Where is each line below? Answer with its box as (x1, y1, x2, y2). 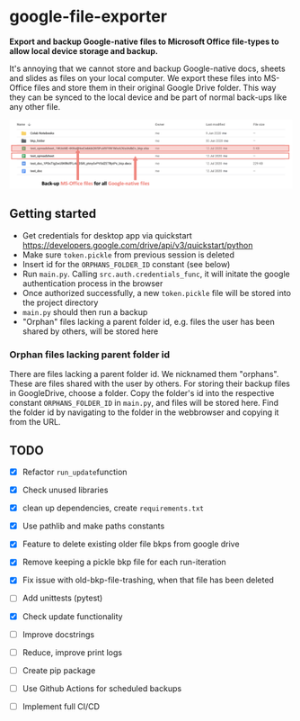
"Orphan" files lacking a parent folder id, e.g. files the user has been (22, 316, 276, 327)
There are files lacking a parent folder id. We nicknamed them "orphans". (9, 369, 279, 380)
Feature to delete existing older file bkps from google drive (22, 538, 240, 550)
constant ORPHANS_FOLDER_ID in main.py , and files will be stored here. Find (9, 398, 279, 409)
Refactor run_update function (22, 466, 128, 478)
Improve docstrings (22, 628, 95, 640)
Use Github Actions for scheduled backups (22, 682, 182, 694)
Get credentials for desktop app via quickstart (22, 230, 193, 240)
